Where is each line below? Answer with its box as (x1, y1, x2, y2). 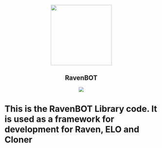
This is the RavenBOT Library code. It (4, 104, 158, 114)
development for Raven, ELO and (4, 124, 140, 135)
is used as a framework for (4, 114, 115, 124)
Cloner (4, 134, 33, 145)
